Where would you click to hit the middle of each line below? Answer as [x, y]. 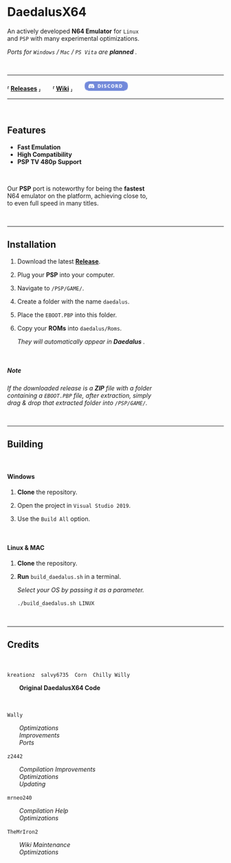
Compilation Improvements [58, 769]
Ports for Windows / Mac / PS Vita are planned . [72, 52]
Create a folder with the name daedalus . [73, 301]
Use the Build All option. [54, 519]
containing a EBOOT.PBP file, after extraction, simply [79, 395]
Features [26, 131]
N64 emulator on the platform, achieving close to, [77, 196]
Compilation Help [44, 811]
